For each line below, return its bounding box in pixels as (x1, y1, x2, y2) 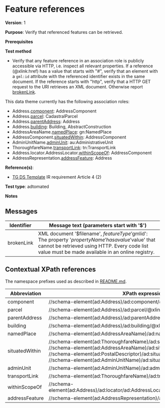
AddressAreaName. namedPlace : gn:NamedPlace (12, 129, 112, 135)
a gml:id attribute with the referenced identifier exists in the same (12, 73, 145, 79)
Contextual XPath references (5, 265, 96, 273)
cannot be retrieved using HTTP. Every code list (38, 242, 149, 249)
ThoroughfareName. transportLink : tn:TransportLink (12, 144, 116, 150)
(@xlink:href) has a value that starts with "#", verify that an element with (12, 68, 158, 74)
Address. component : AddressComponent (12, 108, 97, 114)
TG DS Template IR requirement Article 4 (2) (12, 174, 102, 180)
